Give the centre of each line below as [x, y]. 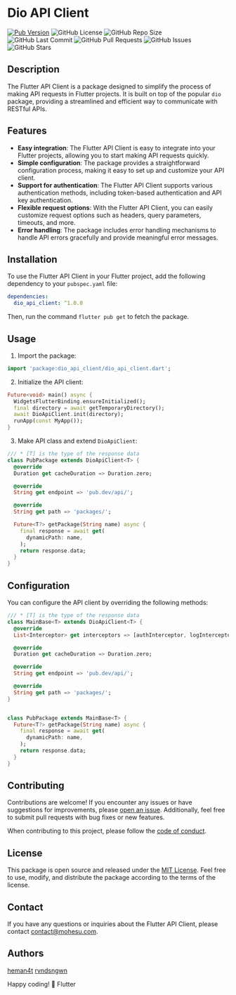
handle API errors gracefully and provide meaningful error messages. [118, 238]
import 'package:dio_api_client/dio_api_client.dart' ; [89, 368]
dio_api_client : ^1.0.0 [48, 304]
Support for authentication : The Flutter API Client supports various [115, 185]
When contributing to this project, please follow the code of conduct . [107, 831]
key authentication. [45, 200]
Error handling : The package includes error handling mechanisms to [117, 230]
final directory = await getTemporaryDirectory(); [89, 408]
